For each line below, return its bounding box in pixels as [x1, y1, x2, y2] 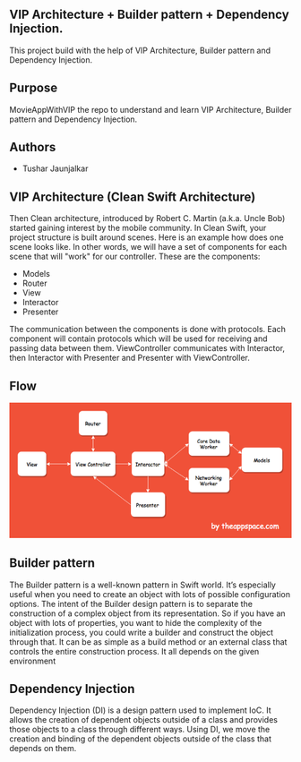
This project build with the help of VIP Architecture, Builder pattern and [9, 45, 271, 56]
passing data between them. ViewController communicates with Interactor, [9, 343, 285, 354]
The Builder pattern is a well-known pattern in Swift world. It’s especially [9, 579, 276, 590]
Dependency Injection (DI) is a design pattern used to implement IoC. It [9, 705, 271, 715]
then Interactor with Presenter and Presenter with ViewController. [9, 353, 251, 364]
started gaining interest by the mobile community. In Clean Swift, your [9, 223, 267, 234]
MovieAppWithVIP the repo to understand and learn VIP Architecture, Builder [9, 104, 292, 115]
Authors [9, 140, 56, 155]
